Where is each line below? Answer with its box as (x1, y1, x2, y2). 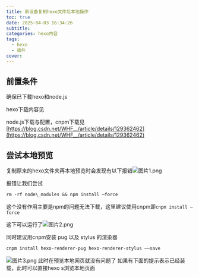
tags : (6, 36, 20, 42)
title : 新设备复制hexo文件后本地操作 (6, 8, 89, 15)
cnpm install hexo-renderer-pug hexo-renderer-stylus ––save (6, 245, 161, 251)
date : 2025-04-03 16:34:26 (6, 20, 73, 26)
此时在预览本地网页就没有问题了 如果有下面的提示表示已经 (37, 257, 180, 264)
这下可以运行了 (6, 221, 43, 228)
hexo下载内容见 (6, 106, 45, 113)
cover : (6, 53, 23, 59)
